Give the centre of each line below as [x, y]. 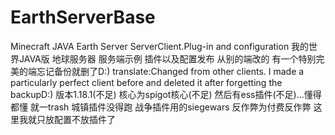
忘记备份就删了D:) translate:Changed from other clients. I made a [170, 71]
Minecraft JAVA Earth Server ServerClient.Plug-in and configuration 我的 [160, 46]
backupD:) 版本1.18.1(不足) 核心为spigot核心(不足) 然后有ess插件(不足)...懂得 [166, 94]
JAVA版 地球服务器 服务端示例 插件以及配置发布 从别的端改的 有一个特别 [167, 58]
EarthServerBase [83, 17]
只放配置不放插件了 [76, 119]
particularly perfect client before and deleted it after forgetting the [146, 82]
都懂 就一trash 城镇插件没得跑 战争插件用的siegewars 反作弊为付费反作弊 [161, 107]
